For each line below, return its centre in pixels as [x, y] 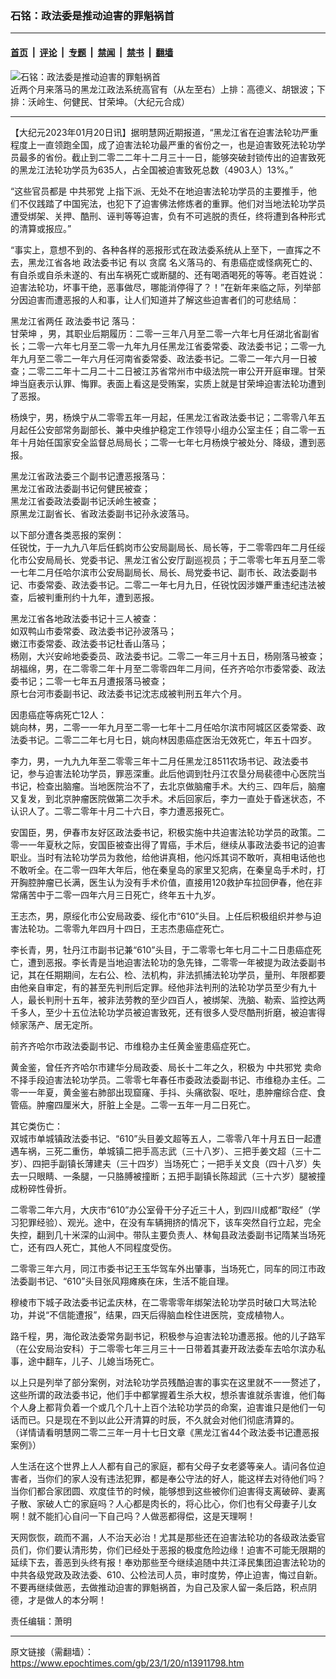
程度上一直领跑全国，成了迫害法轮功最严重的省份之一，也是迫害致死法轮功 [163, 144]
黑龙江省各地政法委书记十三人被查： [85, 618]
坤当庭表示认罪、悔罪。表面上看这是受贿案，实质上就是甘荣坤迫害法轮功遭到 [168, 383]
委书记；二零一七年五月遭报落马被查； [89, 681]
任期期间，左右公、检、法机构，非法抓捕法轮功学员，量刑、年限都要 [185, 974]
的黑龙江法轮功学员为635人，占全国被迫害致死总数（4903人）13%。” [152, 169]
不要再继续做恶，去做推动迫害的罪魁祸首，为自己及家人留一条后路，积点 [159, 1587]
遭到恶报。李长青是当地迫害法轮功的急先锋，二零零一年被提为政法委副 [172, 962]
